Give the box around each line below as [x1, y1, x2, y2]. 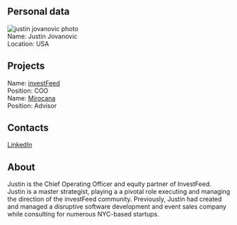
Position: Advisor [7, 101, 57, 110]
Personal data [7, 6, 70, 18]
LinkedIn [7, 141, 33, 149]
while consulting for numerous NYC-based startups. [7, 210, 159, 219]
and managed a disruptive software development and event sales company [7, 202, 226, 211]
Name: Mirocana [7, 93, 56, 102]
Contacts [7, 122, 50, 134]
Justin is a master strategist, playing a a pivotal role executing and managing [7, 187, 231, 196]
